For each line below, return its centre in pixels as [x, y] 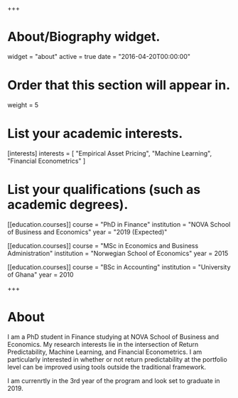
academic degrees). [68, 205]
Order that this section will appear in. [119, 85]
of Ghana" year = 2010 [40, 274]
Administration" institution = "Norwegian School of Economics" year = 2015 [118, 253]
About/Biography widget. [84, 37]
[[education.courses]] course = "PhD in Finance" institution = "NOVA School [119, 224]
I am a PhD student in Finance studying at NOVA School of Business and [113, 337]
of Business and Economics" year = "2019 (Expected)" [87, 232]
